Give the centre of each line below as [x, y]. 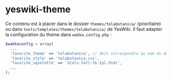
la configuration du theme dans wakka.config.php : [58, 34]
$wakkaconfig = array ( [29, 44]
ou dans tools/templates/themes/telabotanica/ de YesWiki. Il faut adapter [84, 29]
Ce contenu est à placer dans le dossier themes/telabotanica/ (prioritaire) [83, 24]
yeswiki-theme [38, 9]
